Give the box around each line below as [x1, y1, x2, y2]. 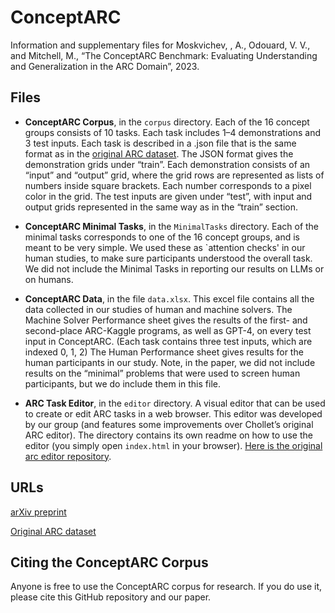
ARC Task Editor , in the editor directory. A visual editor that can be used [24, 397, 326, 409]
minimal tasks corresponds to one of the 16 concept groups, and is [24, 231, 300, 243]
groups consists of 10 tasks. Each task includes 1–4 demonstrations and [24, 126, 322, 138]
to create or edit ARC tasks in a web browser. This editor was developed [24, 407, 323, 420]
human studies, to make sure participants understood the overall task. [24, 252, 313, 264]
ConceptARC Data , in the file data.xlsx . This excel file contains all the [24, 292, 315, 305]
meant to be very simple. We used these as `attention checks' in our [24, 241, 306, 253]
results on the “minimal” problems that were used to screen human [24, 367, 301, 379]
